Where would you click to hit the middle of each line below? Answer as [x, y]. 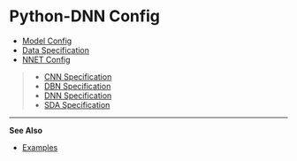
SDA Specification [77, 104]
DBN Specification [77, 86]
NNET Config [46, 59]
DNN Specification [78, 96]
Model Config [47, 41]
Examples [40, 147]
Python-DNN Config [85, 16]
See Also [26, 130]
